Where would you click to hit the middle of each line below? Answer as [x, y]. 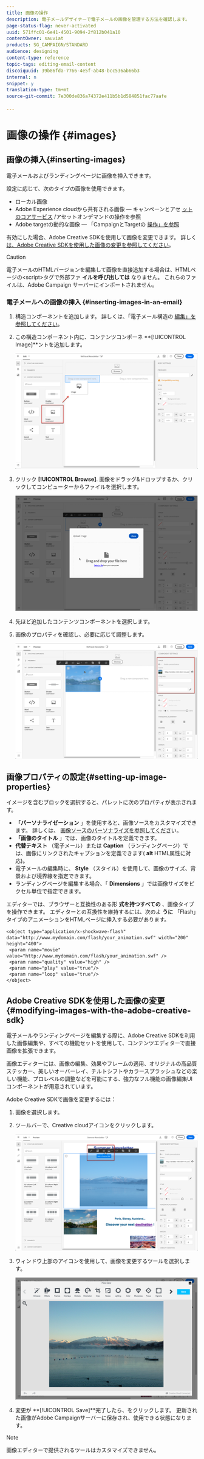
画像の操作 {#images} [62, 135]
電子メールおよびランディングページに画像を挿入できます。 [80, 175]
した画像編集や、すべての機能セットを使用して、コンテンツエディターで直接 [101, 1043]
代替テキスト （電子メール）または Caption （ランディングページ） [99, 845]
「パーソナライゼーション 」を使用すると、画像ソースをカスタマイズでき [106, 823]
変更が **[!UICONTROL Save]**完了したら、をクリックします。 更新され [106, 1410]
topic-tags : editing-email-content [51, 64]
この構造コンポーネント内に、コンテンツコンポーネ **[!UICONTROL [100, 337]
